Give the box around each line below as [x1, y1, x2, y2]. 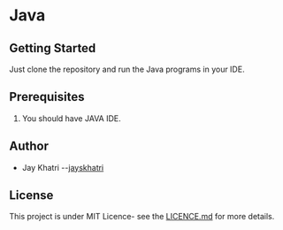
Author [9, 139, 49, 154]
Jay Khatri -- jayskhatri [21, 162, 104, 172]
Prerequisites [9, 89, 85, 104]
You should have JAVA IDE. [21, 112, 121, 124]
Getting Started [9, 41, 96, 56]
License [9, 188, 54, 203]
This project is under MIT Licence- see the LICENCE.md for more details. [9, 211, 275, 222]
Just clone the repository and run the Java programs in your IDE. [9, 64, 245, 74]
